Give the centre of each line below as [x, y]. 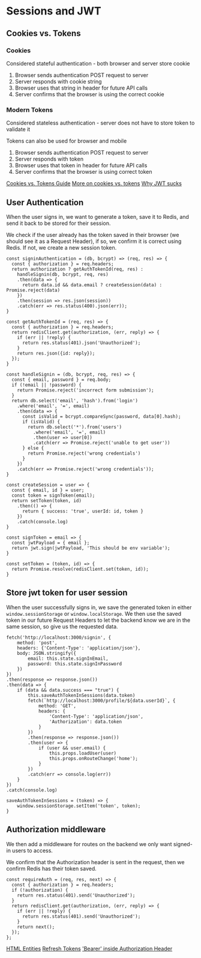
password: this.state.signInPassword [75, 664]
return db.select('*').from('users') [75, 427]
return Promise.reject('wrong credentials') [84, 453]
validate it [18, 129]
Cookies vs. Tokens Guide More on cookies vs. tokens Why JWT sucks [94, 183]
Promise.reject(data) [33, 290]
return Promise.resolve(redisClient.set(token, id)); [80, 569]
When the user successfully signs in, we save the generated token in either [99, 607]
